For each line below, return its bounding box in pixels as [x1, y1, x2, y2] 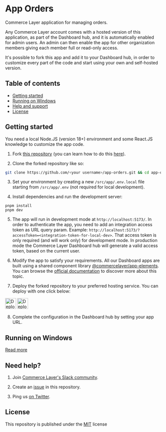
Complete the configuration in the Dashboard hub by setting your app [12, 314, 154, 320]
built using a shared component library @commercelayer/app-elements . [12, 263, 159, 269]
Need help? [5, 361, 41, 370]
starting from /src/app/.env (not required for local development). [12, 184, 145, 190]
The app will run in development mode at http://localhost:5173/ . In [12, 216, 152, 222]
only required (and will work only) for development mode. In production [12, 238, 158, 244]
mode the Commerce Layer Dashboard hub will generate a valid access [12, 243, 158, 248]
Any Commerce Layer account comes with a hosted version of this [5, 29, 141, 35]
